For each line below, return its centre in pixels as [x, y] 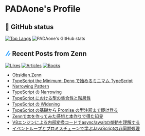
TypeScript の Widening [36, 104]
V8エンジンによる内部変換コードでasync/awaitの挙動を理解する [76, 122]
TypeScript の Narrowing [37, 92]
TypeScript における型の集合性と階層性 [51, 98]
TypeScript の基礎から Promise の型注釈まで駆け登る [65, 110]
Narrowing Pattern [31, 86]
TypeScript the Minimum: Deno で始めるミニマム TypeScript [72, 81]
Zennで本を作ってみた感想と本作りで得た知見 [58, 116]
